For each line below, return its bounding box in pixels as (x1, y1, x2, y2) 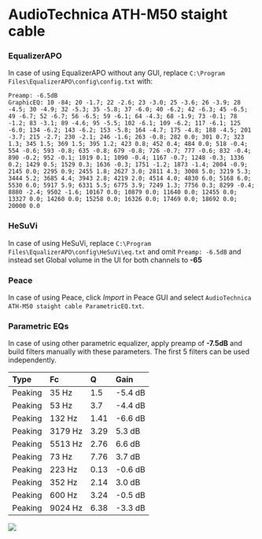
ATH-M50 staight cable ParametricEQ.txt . (8, 301, 145, 310)
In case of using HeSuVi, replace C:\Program (8, 238, 152, 247)
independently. (8, 355, 57, 365)
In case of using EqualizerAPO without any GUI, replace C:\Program (8, 69, 226, 78)
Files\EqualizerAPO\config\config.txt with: (8, 76, 153, 86)
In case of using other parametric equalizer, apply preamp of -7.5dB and (8, 339, 242, 348)
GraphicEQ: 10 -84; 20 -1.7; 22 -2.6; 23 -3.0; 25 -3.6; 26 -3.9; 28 (8, 99, 242, 107)
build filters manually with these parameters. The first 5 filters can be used (8, 347, 250, 356)
